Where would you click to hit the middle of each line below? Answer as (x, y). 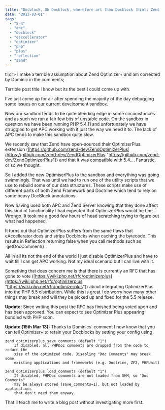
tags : (11, 19)
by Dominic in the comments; (35, 80)
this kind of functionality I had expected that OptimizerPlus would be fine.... (82, 211)
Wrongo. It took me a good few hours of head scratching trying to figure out (82, 216)
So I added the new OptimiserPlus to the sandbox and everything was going (82, 175)
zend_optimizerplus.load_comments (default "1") (56, 371)
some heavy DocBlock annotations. (41, 196)
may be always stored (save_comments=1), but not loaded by (77, 385)
